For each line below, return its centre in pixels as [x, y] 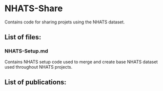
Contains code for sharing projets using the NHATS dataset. [65, 22]
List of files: [23, 37]
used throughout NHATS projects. [39, 67]
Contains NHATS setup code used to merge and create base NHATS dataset [81, 62]
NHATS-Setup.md [26, 51]
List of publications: [35, 82]
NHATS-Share [34, 9]
